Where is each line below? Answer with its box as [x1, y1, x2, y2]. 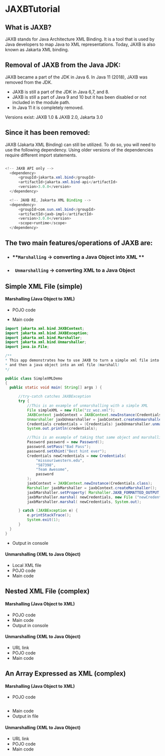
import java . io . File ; [5, 344, 50, 349]
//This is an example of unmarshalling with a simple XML [27, 403, 148, 408]
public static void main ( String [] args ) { [9, 385, 102, 390]
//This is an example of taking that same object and [27, 435, 139, 440]
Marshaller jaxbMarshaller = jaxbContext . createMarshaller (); [27, 485, 157, 491]
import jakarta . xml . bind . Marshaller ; [5, 335, 82, 340]
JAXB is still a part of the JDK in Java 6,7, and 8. [12, 89, 110, 95]
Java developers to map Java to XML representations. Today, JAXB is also [5, 41, 156, 47]
